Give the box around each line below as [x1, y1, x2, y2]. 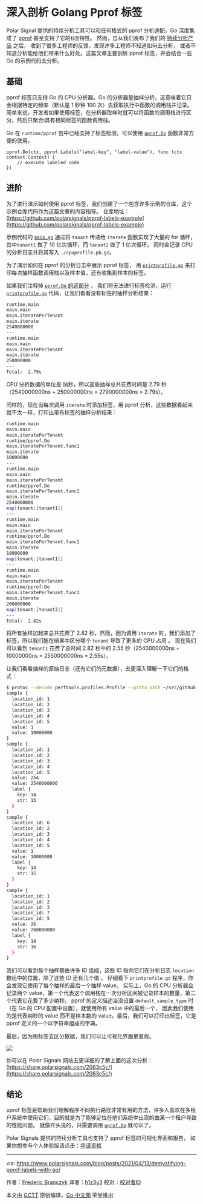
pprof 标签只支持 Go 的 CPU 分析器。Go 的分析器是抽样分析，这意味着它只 [6, 93, 192, 101]
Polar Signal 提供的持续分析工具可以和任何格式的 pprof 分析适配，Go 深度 [6, 27, 190, 34]
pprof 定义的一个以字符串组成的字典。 [6, 1020, 101, 1027]
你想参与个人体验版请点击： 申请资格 [11, 1142, 101, 1149]
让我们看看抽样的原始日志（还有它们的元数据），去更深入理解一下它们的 [6, 665, 184, 672]
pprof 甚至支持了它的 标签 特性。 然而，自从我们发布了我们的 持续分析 [18, 34, 188, 41]
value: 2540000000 [11, 781, 59, 787]
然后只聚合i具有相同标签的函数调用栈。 [16, 116, 114, 124]
